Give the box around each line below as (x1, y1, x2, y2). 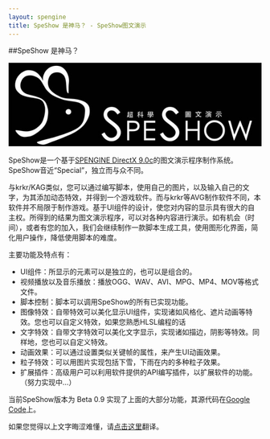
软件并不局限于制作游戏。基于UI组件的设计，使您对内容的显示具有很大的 (8, 203, 248, 212)
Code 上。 (8, 404, 41, 414)
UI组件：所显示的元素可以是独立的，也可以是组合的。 (19, 267, 197, 277)
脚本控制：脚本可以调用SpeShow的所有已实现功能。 (19, 297, 193, 307)
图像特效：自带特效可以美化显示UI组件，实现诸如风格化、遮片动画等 (19, 307, 246, 317)
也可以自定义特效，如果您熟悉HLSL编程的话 (41, 318, 186, 327)
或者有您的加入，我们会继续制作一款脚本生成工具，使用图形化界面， (25, 223, 252, 232)
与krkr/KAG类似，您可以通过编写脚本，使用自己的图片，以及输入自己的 (8, 183, 243, 192)
